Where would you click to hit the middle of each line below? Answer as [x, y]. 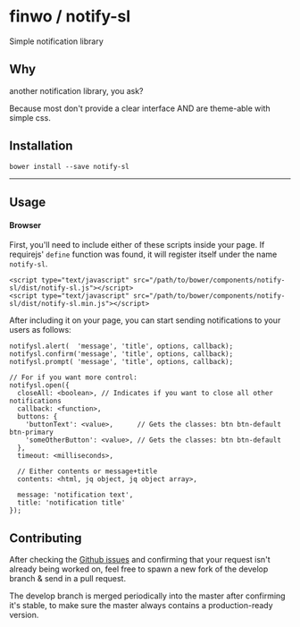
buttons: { [37, 417]
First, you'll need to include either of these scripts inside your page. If [137, 245]
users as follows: [40, 330]
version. [24, 614]
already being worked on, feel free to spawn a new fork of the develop [139, 569]
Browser [25, 225]
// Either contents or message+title [87, 471]
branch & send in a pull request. [68, 578]
